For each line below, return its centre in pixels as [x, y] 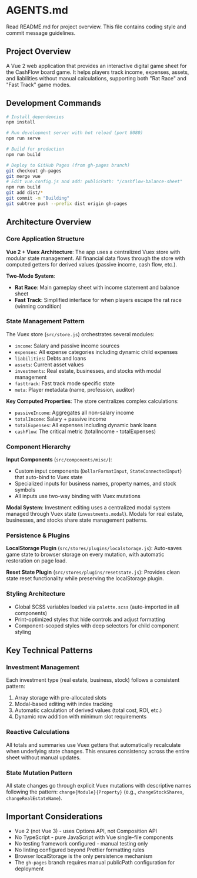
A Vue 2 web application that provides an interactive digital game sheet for [96, 66]
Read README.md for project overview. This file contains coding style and [96, 27]
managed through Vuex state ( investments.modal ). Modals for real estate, [95, 514]
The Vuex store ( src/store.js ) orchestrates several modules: [80, 334]
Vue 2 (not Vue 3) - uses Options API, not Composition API [86, 831]
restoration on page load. [37, 561]
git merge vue [24, 176]
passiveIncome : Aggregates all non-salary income [74, 412]
